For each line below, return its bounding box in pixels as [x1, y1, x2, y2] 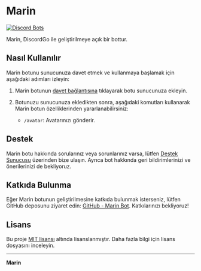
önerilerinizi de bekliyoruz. [6, 162, 72, 170]
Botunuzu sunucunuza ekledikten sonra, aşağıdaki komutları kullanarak [14, 98, 190, 106]
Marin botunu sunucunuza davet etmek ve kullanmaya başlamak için [6, 69, 175, 76]
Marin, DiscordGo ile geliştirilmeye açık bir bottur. [6, 35, 127, 43]
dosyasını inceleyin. [6, 242, 55, 249]
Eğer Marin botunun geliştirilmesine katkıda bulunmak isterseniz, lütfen [6, 196, 181, 203]
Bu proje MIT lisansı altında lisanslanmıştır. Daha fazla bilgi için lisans [6, 236, 175, 243]
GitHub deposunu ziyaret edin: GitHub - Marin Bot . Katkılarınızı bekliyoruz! [6, 202, 190, 209]
